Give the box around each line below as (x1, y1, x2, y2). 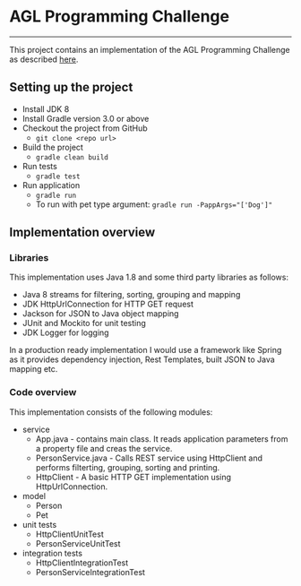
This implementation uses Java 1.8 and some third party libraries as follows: (9, 271, 289, 283)
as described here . (9, 54, 79, 65)
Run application (21, 179, 81, 190)
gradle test (35, 172, 81, 181)
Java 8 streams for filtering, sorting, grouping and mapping (21, 289, 241, 300)
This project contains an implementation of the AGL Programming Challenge (9, 44, 290, 55)
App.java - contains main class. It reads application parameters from (35, 433, 288, 444)
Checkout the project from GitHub (21, 123, 148, 134)
